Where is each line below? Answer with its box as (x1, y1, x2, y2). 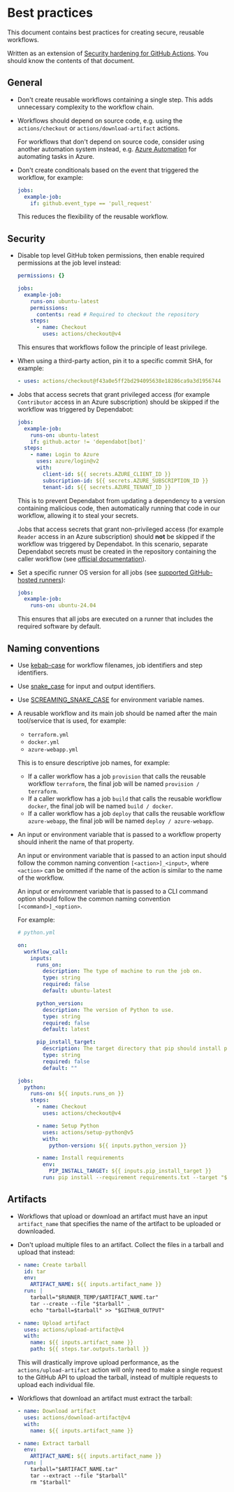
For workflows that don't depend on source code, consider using (17, 137, 205, 146)
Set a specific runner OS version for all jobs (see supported (17, 568, 189, 577)
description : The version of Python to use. (43, 1006, 175, 1013)
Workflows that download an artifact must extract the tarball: (17, 1394, 193, 1402)
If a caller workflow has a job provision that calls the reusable (27, 772, 206, 780)
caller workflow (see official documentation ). (17, 554, 147, 563)
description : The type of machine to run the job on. (43, 968, 203, 975)
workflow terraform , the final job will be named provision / (27, 780, 200, 788)
